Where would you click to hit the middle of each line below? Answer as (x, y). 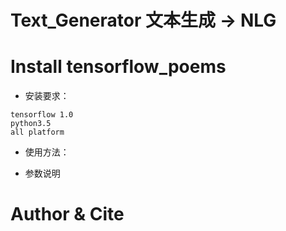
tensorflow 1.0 (42, 115)
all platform (37, 132)
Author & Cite (67, 214)
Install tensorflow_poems (118, 67)
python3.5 (31, 124)
